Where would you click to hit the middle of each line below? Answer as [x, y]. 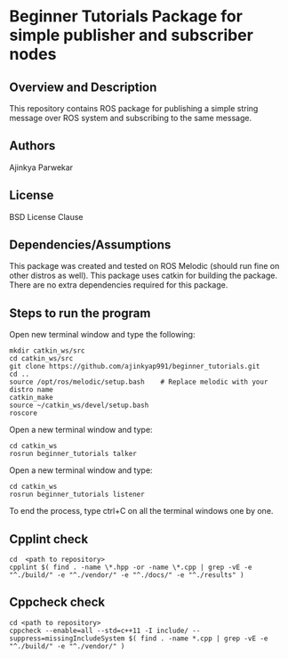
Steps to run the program [80, 313]
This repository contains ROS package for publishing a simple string [134, 108]
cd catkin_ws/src [41, 359]
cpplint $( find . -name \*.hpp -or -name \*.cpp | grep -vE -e [131, 567]
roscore [24, 413]
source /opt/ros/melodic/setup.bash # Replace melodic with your [139, 382]
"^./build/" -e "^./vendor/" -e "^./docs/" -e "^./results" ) [127, 575]
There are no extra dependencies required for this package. [119, 285]
